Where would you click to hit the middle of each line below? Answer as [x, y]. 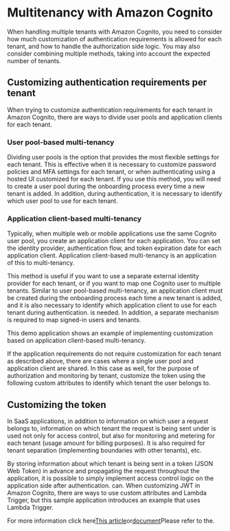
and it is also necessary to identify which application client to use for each [112, 305]
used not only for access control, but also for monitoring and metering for [111, 436]
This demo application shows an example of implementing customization [110, 333]
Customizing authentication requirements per [107, 83]
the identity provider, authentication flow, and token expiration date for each [114, 248]
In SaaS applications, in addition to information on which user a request [108, 421]
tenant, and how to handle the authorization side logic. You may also [104, 46]
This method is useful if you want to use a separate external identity [103, 276]
